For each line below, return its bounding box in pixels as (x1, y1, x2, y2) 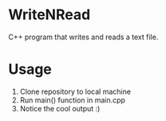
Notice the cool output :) (19, 103, 101, 113)
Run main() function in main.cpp (19, 95, 126, 105)
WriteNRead (8, 6, 91, 24)
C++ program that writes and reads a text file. (8, 32, 159, 42)
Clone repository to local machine (19, 87, 132, 96)
